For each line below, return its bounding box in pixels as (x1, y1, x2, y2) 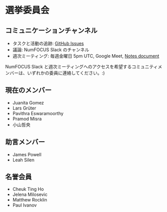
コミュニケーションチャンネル (5, 26, 98, 35)
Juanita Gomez (12, 99, 44, 105)
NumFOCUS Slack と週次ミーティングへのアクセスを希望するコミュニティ (5, 64, 158, 69)
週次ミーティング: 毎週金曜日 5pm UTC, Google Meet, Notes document (12, 53, 159, 59)
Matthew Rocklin (12, 197, 47, 203)
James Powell (12, 151, 42, 157)
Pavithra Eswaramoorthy (12, 110, 64, 116)
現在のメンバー (5, 86, 52, 94)
